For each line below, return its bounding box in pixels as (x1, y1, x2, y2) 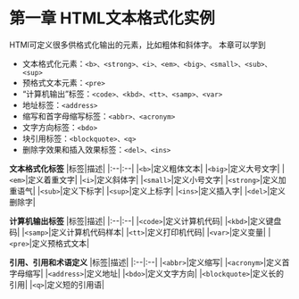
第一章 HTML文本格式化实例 (9, 8, 216, 29)
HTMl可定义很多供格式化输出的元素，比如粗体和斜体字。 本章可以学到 (9, 39, 266, 50)
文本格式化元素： (21, 58, 86, 69)
